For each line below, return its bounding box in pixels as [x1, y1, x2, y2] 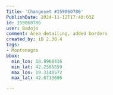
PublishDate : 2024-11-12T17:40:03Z [6, 14, 95, 20]
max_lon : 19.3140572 [11, 69, 62, 75]
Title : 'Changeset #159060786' [6, 8, 84, 15]
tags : [6, 42, 20, 48]
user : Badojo [6, 25, 39, 31]
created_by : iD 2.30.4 [6, 36, 62, 42]
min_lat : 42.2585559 [11, 64, 62, 70]
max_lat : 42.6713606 [11, 75, 62, 81]
